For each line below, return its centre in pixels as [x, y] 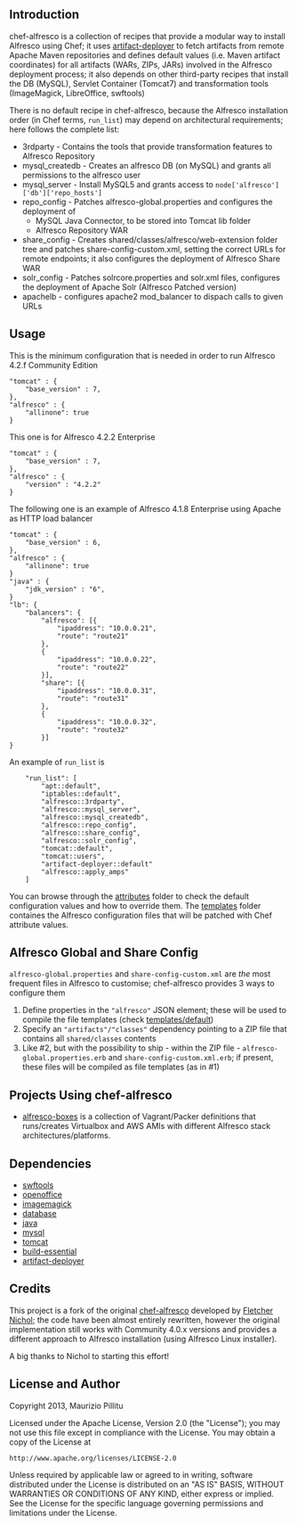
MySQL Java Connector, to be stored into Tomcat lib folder [143, 220]
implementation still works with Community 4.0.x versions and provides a [143, 1329]
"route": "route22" [92, 667]
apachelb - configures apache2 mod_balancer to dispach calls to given [153, 296]
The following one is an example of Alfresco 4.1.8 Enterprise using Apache [145, 508]
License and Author [65, 1385]
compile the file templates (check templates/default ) [118, 1019]
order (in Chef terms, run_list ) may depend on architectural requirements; [146, 120]
